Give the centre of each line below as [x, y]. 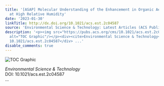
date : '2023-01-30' [25, 18]
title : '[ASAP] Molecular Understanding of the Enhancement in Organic [79, 9]
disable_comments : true [29, 46]
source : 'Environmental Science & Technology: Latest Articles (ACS [76, 28]
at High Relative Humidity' [38, 14]
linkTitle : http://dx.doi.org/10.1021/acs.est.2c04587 [62, 23]
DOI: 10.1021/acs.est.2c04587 [35, 74]
